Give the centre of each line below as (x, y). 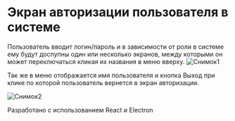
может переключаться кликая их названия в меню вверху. (96, 61)
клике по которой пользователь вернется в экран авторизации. (103, 82)
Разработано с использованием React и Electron (80, 110)
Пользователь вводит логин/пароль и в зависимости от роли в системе (115, 46)
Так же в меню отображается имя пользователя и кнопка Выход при (111, 75)
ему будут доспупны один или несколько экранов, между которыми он (115, 54)
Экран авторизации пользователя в (118, 12)
